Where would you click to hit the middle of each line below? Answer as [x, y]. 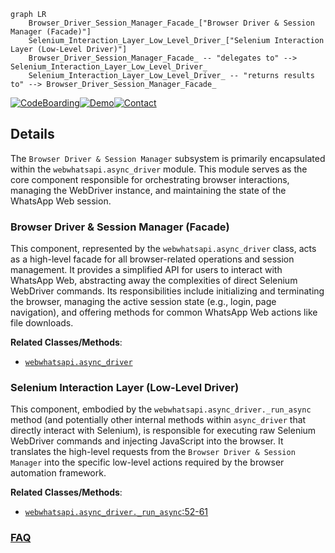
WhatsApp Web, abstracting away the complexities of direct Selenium [154, 281]
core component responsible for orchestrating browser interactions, [150, 179]
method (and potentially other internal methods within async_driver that [158, 420]
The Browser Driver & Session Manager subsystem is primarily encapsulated [168, 158]
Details [32, 134]
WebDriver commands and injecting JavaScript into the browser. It [147, 441]
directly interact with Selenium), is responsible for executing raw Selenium [163, 431]
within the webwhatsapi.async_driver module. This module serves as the [159, 169]
